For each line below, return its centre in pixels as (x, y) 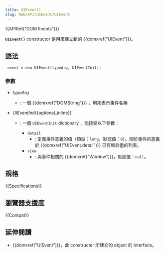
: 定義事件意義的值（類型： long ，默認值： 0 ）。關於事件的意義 (97, 139)
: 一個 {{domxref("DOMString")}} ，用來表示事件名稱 (74, 103)
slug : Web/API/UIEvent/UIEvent (38, 14)
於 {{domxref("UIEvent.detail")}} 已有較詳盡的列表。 (88, 145)
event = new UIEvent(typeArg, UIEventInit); (54, 68)
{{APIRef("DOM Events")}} (32, 28)
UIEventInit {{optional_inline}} (42, 113)
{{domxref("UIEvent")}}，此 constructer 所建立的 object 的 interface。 (84, 245)
